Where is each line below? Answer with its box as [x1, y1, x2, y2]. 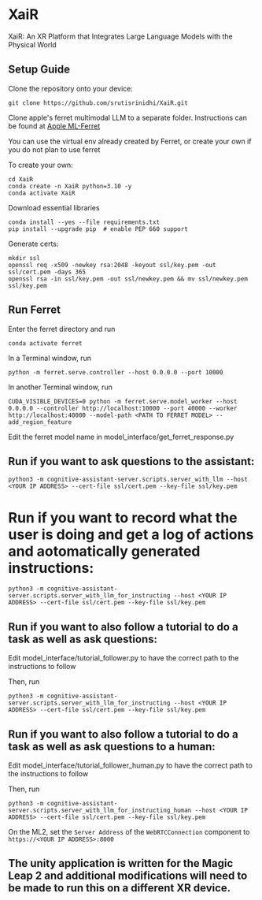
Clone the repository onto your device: [8, 84, 134, 93]
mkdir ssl [8, 254, 41, 262]
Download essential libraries [8, 203, 100, 212]
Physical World [8, 39, 57, 49]
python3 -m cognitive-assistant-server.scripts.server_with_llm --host [8, 475, 248, 484]
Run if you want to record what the [8, 508, 238, 526]
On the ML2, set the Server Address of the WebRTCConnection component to [8, 827, 250, 836]
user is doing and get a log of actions [8, 526, 254, 543]
